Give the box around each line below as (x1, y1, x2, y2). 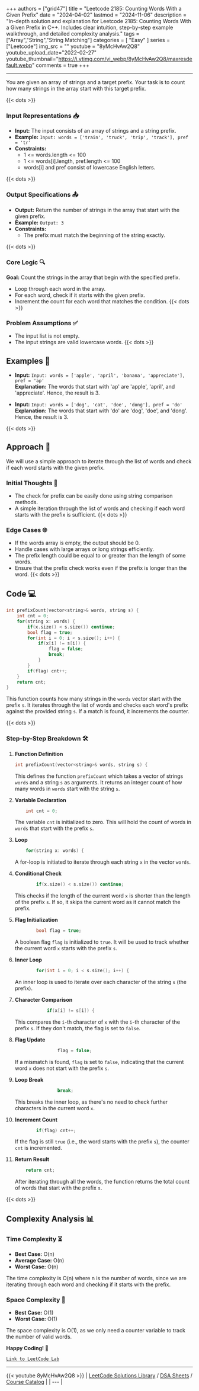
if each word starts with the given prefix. (6, 464, 105, 471)
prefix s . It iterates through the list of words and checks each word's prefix (6, 701, 188, 709)
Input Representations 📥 (6, 111, 79, 120)
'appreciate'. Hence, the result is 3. (14, 389, 100, 396)
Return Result (14, 1156, 49, 1163)
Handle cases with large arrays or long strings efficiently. (14, 546, 155, 553)
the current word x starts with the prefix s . (14, 945, 117, 952)
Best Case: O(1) (14, 1309, 54, 1316)
